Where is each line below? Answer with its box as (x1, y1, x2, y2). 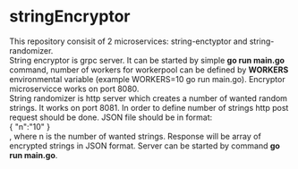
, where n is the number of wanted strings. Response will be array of (9, 131, 261, 141)
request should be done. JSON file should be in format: (9, 112, 213, 123)
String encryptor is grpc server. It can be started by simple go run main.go (9, 55, 285, 65)
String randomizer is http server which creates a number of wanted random (9, 92, 288, 104)
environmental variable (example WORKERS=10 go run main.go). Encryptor (9, 73, 285, 84)
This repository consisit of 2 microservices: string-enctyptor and (9, 36, 248, 46)
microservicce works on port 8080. (9, 83, 140, 94)
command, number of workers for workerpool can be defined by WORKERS (9, 64, 289, 75)
